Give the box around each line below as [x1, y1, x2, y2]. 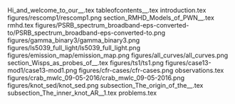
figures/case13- [164, 59, 211, 67]
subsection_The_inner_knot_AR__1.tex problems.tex [7, 88, 157, 97]
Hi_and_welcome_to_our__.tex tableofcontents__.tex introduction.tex [7, 6, 207, 14]
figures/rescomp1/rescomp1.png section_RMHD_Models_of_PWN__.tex [7, 13, 215, 22]
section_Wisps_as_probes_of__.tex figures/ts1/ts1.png [7, 59, 164, 67]
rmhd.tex [7, 21, 34, 29]
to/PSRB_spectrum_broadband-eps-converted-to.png [7, 28, 166, 37]
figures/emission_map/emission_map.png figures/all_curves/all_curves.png [7, 51, 229, 59]
